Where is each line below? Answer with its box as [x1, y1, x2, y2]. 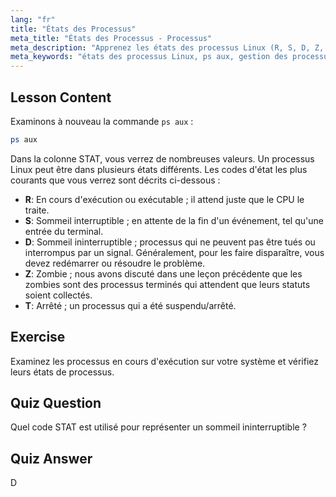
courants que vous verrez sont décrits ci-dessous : [10, 174, 221, 186]
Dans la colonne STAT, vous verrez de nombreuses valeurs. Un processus [10, 152, 315, 165]
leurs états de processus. [10, 366, 115, 378]
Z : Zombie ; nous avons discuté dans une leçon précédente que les [24, 267, 303, 280]
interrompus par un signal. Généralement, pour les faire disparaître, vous [24, 246, 325, 258]
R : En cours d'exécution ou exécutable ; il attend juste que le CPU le [24, 193, 305, 205]
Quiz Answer [10, 450, 93, 467]
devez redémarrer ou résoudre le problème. [24, 257, 206, 269]
